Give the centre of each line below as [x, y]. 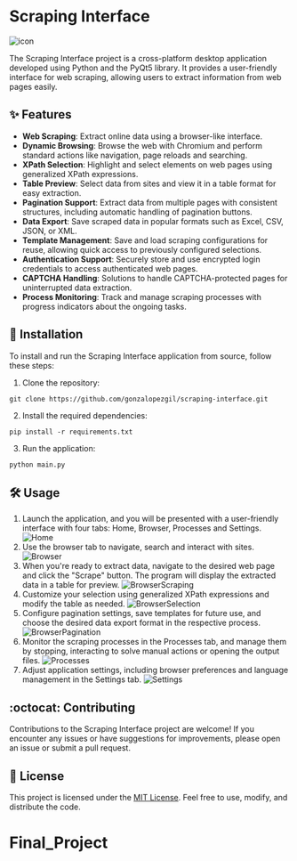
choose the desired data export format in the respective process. [141, 623]
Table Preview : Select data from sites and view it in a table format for [149, 183]
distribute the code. [45, 807]
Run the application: [59, 448]
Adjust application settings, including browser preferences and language [155, 670]
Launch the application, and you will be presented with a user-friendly [150, 519]
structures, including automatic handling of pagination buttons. [137, 212]
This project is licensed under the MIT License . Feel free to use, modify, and [148, 797]
